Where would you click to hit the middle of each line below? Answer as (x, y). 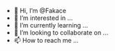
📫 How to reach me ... (46, 40)
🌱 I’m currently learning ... (51, 25)
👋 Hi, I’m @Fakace (40, 11)
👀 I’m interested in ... (43, 18)
